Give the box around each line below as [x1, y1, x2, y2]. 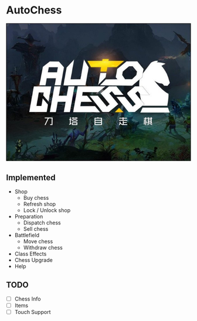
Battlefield [14, 232, 40, 239]
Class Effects [14, 250, 47, 258]
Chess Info [14, 295, 41, 302]
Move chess [23, 238, 53, 245]
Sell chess [23, 226, 49, 233]
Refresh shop [23, 200, 56, 208]
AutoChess [6, 4, 62, 17]
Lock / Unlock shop [23, 207, 71, 214]
